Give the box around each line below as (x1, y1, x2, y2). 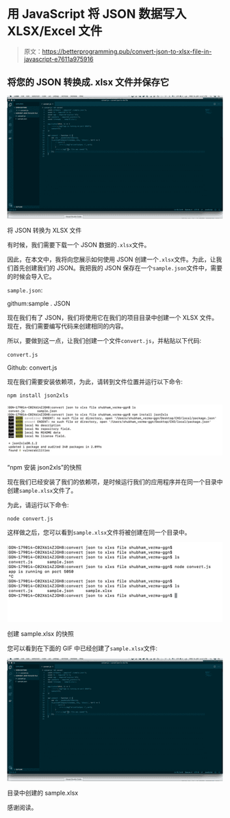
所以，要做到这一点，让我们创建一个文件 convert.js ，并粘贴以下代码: (7, 337, 202, 345)
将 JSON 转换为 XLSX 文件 (7, 227, 82, 235)
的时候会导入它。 (7, 272, 55, 281)
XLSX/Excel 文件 (7, 23, 103, 39)
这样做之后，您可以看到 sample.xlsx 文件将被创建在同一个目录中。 (7, 528, 191, 537)
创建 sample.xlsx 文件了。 (7, 487, 77, 495)
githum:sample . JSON (7, 299, 71, 308)
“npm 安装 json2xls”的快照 (7, 463, 82, 472)
